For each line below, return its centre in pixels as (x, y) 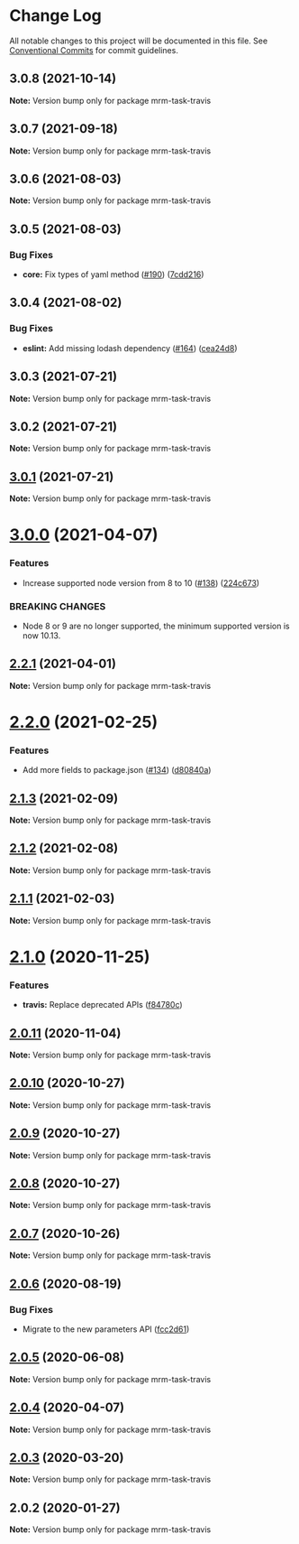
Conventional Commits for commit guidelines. (94, 50)
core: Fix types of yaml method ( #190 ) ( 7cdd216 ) (113, 274)
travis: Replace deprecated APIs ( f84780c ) (102, 1005)
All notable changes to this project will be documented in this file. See (139, 41)
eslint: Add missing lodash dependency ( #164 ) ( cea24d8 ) (130, 348)
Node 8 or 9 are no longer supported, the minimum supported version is (156, 626)
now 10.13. (41, 635)
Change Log (55, 16)
